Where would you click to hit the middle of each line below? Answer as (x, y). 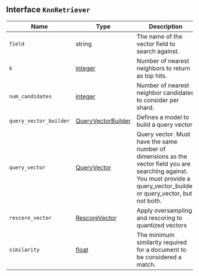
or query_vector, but (164, 193)
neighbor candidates (165, 92)
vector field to (156, 44)
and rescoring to (159, 217)
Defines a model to (163, 117)
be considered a (159, 257)
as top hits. (152, 75)
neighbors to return (163, 68)
